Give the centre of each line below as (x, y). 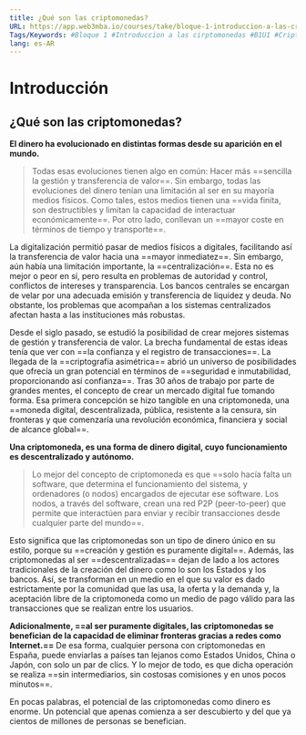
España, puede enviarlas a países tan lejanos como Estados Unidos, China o (153, 655)
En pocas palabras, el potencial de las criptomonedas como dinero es (140, 702)
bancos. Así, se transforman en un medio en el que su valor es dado (138, 579)
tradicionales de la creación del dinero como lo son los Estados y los (138, 570)
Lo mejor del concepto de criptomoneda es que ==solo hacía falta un (162, 474)
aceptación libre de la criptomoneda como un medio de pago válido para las (153, 599)
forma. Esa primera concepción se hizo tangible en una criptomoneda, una (149, 400)
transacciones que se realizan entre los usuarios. (102, 608)
